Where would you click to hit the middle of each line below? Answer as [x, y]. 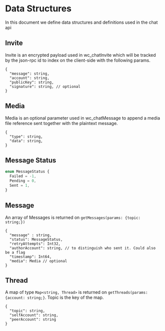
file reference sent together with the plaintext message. [62, 123]
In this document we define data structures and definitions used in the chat [82, 22]
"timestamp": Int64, [31, 257]
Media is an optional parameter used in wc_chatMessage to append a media [83, 118]
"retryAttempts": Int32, [35, 244]
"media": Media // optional [39, 261]
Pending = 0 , [23, 181]
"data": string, [26, 141]
